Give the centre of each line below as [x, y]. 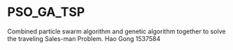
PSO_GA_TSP [46, 12]
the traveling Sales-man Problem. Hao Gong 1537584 [84, 38]
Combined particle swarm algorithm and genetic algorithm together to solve [116, 31]
